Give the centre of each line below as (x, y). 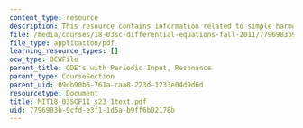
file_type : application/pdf (62, 43)
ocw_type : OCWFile (44, 59)
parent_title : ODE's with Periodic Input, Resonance (110, 69)
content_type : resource (54, 18)
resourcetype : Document (54, 93)
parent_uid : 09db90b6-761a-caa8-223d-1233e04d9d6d (106, 85)
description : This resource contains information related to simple (141, 26)
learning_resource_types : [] (64, 51)
